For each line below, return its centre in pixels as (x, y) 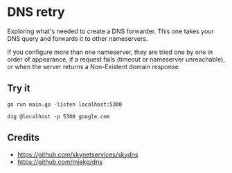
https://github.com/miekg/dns (60, 162)
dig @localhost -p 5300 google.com (59, 116)
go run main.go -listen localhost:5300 (65, 104)
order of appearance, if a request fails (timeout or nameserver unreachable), (116, 59)
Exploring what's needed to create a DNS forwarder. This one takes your (111, 31)
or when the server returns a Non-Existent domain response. (94, 66)
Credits (24, 138)
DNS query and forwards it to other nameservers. (78, 38)
